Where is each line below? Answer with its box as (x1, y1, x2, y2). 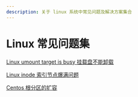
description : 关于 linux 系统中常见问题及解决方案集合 (6, 8, 133, 15)
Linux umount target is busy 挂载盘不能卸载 (6, 58, 114, 65)
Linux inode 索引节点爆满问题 (6, 71, 80, 78)
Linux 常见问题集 (6, 37, 90, 50)
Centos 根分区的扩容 (6, 84, 57, 91)
